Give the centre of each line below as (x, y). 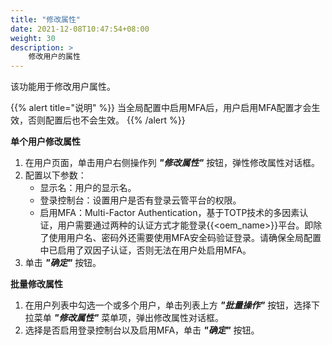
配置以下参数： (55, 175)
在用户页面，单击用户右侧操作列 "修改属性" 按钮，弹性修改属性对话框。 (172, 163)
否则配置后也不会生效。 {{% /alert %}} (106, 120)
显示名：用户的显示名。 (88, 188)
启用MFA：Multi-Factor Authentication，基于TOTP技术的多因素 (169, 213)
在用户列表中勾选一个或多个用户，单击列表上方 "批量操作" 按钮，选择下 (172, 305)
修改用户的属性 (54, 57)
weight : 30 (33, 38)
